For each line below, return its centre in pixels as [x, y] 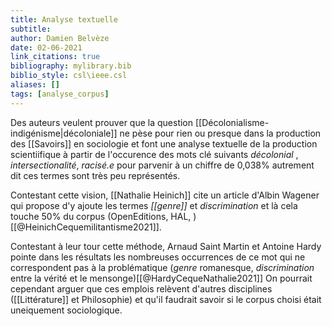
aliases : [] [35, 85]
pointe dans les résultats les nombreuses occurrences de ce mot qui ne [158, 257]
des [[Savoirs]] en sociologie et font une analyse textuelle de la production [164, 143]
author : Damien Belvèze [60, 38]
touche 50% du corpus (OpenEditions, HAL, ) [103, 216]
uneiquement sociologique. [66, 310]
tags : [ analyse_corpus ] [60, 94]
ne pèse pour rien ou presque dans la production [220, 133]
